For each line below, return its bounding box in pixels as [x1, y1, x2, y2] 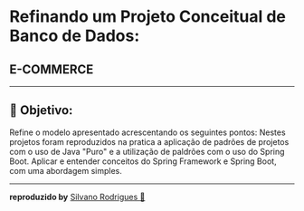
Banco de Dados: [9, 25, 140, 46]
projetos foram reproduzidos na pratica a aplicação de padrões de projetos [9, 136, 290, 147]
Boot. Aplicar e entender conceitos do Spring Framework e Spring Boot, [9, 156, 278, 167]
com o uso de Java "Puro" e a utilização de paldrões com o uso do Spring [9, 146, 285, 157]
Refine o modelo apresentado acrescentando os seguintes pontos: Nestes [9, 127, 287, 138]
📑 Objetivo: [9, 102, 73, 119]
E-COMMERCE [9, 62, 94, 77]
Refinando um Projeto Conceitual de [9, 6, 287, 27]
